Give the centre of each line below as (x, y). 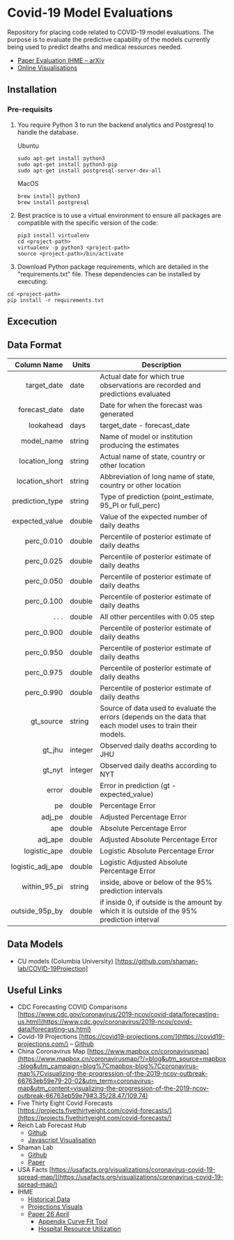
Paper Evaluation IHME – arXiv (61, 60)
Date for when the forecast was (151, 405)
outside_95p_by (37, 911)
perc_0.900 (44, 632)
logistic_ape (44, 851)
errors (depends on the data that (153, 716)
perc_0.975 (44, 672)
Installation (32, 89)
